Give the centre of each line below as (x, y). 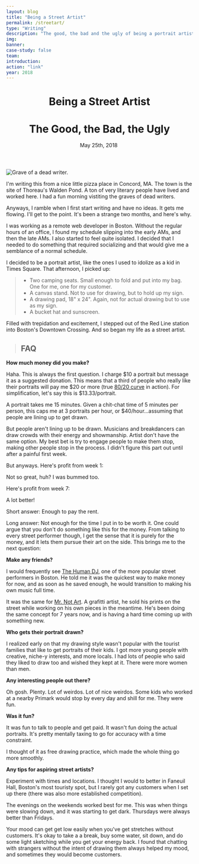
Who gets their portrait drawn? (45, 632)
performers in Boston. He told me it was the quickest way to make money (96, 578)
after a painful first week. (37, 454)
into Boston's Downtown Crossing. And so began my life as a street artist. (96, 330)
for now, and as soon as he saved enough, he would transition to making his (99, 584)
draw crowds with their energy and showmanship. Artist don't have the (93, 435)
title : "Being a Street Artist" (46, 17)
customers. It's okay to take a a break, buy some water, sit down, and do (95, 835)
